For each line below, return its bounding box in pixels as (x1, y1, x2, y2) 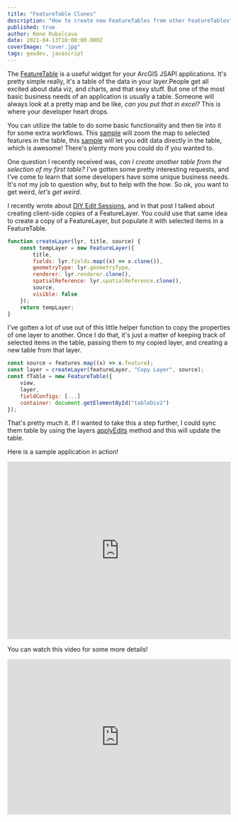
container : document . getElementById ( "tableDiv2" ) (20, 399, 170, 406)
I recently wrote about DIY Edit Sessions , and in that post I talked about (7, 201, 215, 210)
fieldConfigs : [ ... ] (20, 392, 81, 400)
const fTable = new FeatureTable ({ (7, 373, 113, 380)
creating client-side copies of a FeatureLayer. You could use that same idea (7, 209, 228, 217)
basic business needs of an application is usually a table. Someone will (7, 92, 215, 100)
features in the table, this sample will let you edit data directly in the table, (7, 136, 222, 144)
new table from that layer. (7, 346, 82, 355)
